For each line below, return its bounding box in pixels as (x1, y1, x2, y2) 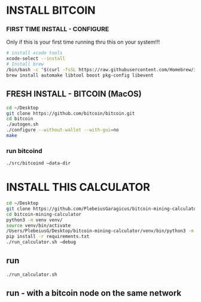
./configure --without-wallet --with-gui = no (6, 127, 119, 133)
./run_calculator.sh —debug (6, 239, 77, 245)
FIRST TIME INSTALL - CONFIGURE (6, 25, 109, 33)
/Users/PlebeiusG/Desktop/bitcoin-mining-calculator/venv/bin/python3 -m (6, 228, 194, 234)
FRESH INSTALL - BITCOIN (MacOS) (6, 89, 142, 99)
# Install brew (6, 61, 44, 68)
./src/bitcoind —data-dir (6, 160, 71, 166)
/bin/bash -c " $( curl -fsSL (6, 67, 77, 73)
